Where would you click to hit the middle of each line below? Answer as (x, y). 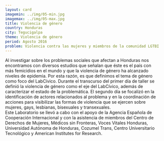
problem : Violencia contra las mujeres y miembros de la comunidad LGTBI (82, 46)
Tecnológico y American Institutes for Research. (54, 133)
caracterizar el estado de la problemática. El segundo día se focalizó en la (80, 91)
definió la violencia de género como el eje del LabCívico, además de (74, 86)
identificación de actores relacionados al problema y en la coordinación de (81, 97)
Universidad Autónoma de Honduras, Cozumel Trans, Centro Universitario (80, 128)
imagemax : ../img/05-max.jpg (35, 19)
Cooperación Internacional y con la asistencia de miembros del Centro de (79, 117)
